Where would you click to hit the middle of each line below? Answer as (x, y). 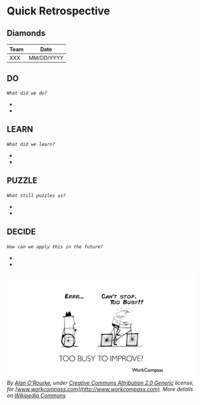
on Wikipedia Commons (36, 395)
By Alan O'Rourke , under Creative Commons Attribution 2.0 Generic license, (101, 383)
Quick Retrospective (59, 11)
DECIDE (21, 232)
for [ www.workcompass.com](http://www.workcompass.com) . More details (100, 389)
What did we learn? (31, 144)
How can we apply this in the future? (55, 246)
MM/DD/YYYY (46, 57)
